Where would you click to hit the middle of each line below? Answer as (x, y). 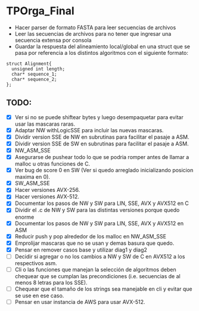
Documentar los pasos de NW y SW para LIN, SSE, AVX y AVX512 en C (102, 203)
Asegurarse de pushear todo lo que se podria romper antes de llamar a (102, 157)
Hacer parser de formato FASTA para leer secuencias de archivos (95, 27)
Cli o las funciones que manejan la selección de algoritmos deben (96, 269)
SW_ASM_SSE (32, 184)
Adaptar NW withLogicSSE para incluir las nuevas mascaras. (89, 130)
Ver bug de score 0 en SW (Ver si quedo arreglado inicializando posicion (104, 170)
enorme (24, 217)
